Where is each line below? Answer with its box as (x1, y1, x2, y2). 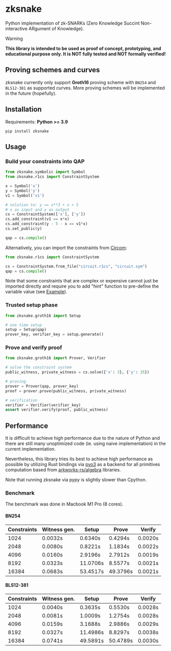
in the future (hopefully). (5, 90, 57, 96)
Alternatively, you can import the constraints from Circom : (5, 245, 128, 251)
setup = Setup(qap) (5, 327, 47, 332)
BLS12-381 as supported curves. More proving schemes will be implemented (5, 85, 165, 91)
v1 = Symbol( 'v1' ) (5, 193, 44, 198)
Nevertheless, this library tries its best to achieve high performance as (5, 456, 153, 462)
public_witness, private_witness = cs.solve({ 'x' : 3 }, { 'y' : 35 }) (5, 370, 150, 375)
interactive (5, 25, 28, 31)
